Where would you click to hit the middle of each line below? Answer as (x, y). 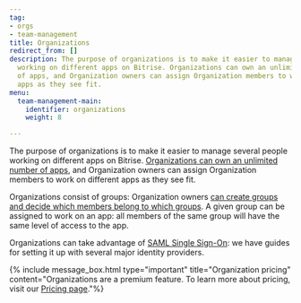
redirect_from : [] (43, 51)
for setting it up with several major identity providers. (107, 253)
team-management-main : (60, 101)
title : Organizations (50, 43)
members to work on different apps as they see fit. (103, 179)
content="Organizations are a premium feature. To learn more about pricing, (150, 280)
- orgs (21, 26)
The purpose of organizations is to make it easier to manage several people (149, 151)
